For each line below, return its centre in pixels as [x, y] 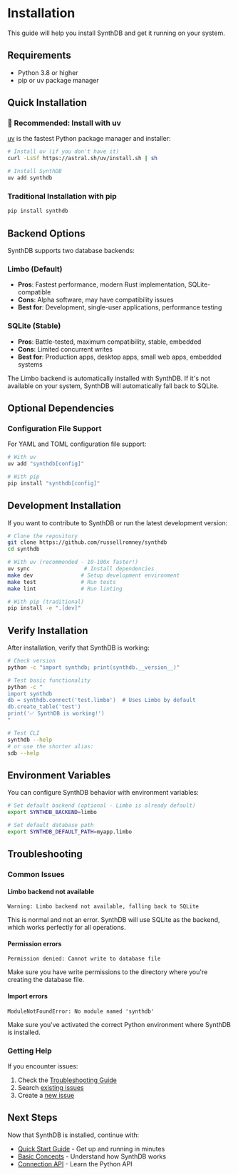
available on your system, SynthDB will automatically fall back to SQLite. [113, 386]
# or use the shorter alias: [51, 746]
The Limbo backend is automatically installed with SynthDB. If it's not [109, 378]
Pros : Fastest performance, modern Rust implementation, [102, 284]
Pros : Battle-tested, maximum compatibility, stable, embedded [109, 342]
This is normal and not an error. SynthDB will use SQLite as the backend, [114, 920]
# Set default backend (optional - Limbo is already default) [102, 805]
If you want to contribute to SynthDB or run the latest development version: [118, 522]
